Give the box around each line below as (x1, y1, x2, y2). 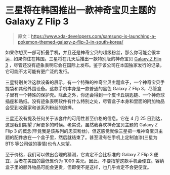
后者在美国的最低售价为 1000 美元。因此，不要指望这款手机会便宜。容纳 (14, 158, 164, 164)
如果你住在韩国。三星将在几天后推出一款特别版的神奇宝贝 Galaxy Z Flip (13, 55, 162, 61)
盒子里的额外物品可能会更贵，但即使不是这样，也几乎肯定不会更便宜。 (5, 164, 152, 170)
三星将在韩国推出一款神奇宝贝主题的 (5, 5, 156, 16)
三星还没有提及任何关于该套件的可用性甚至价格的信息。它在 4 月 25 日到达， (5, 115, 165, 121)
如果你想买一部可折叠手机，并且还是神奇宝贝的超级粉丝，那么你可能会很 (5, 49, 156, 55)
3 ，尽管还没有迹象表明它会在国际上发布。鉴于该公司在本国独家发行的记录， (5, 62, 164, 68)
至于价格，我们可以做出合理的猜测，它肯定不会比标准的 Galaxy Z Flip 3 (5, 151, 153, 157)
